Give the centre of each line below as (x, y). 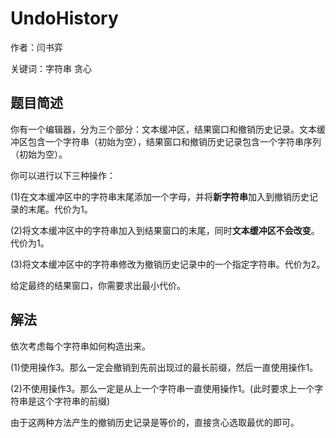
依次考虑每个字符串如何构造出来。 (80, 346)
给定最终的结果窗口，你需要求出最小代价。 (98, 285)
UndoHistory (64, 18)
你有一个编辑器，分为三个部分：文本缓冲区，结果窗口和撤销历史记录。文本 (163, 129)
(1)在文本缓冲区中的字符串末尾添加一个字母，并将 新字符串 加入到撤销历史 (160, 196)
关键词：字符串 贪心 (51, 68)
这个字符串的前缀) (73, 401)
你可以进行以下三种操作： (63, 175)
